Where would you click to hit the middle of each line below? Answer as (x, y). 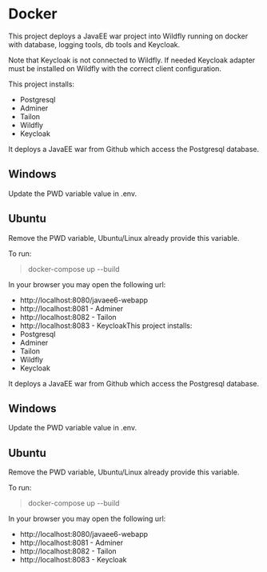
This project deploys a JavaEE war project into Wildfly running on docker (128, 36)
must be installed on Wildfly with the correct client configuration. (115, 68)
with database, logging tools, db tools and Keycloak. (94, 44)
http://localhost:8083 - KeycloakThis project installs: (106, 326)
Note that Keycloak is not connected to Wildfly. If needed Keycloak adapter (132, 60)
